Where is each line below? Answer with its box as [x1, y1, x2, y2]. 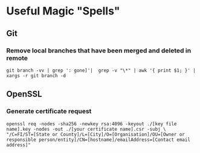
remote [6, 54, 28, 62]
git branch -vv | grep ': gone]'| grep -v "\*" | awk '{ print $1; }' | [6, 67, 196, 73]
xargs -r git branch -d [6, 72, 66, 79]
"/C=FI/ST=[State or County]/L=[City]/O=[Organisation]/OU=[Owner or [6, 131, 185, 137]
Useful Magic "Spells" [6, 4, 120, 18]
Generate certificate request [6, 107, 92, 116]
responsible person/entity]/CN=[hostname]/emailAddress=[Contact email [6, 137, 190, 143]
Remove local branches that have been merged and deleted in [6, 46, 192, 55]
